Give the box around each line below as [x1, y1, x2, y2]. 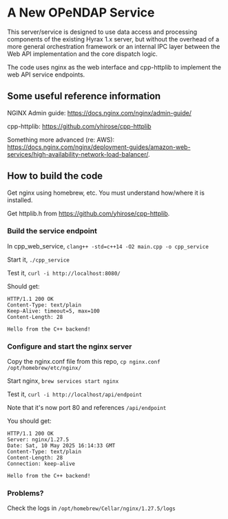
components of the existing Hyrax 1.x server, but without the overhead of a [7, 35, 220, 43]
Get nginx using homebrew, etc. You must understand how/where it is [7, 188, 205, 197]
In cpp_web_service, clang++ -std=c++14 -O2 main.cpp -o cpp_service [7, 242, 209, 250]
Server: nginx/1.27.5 [7, 436, 70, 443]
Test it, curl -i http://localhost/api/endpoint [7, 390, 143, 398]
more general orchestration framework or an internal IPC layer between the [7, 42, 220, 50]
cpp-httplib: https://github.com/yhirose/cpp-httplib [7, 122, 152, 130]
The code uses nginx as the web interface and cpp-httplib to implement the [7, 63, 222, 71]
